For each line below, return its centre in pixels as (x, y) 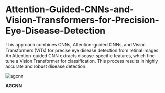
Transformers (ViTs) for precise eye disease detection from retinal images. (82, 50)
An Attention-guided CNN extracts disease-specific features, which (76, 55)
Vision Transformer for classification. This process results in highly (89, 61)
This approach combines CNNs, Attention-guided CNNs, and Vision (75, 44)
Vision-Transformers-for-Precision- (82, 20)
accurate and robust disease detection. (46, 66)
